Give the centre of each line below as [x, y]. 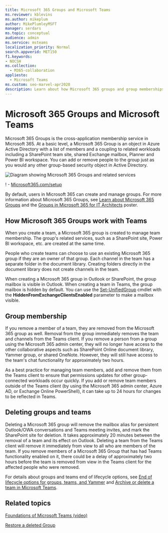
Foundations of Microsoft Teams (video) [46, 515]
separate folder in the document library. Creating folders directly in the [78, 264]
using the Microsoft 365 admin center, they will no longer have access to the [84, 344]
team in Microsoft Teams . [31, 487]
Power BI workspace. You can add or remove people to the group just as [80, 160]
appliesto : [16, 75]
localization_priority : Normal [38, 47]
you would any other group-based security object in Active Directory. [76, 165]
